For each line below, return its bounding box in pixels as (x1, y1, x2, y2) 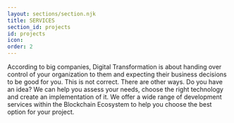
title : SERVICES (7, 17, 55, 24)
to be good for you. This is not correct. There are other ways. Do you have (7, 78, 223, 86)
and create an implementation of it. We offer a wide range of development (7, 93, 222, 101)
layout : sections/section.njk (7, 10, 97, 18)
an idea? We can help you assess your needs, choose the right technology (7, 86, 224, 93)
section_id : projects (7, 23, 71, 30)
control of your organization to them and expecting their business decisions (7, 70, 227, 78)
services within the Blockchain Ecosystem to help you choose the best (7, 100, 212, 108)
